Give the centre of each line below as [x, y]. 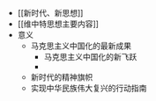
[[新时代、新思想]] [50, 13]
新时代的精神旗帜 [62, 77]
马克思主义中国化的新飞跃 [90, 57]
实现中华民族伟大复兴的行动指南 [89, 88]
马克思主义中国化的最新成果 [81, 46]
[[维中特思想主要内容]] [58, 24]
